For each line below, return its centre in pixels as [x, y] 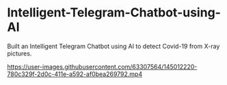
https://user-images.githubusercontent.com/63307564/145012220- [102, 66]
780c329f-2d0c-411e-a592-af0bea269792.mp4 [75, 74]
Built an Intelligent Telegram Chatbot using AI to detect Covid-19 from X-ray [113, 46]
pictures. [19, 53]
